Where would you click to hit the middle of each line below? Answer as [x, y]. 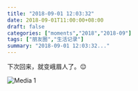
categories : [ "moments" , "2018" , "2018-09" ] [69, 33]
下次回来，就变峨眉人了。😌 [47, 66]
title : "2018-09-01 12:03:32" [51, 14]
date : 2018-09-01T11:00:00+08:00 [55, 20]
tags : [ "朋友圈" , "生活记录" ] [46, 40]
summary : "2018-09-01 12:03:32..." [59, 46]
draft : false [26, 26]
